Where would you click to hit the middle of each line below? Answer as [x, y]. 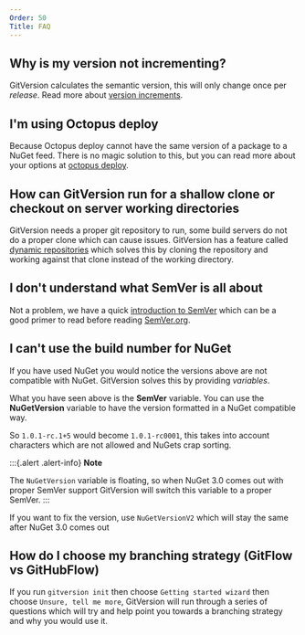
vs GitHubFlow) [54, 570]
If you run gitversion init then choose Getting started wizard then [139, 592]
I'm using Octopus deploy [84, 124]
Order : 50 [28, 18]
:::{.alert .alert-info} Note [56, 462]
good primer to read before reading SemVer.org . [100, 320]
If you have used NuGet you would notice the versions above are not [138, 370]
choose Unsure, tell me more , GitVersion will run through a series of [138, 602]
